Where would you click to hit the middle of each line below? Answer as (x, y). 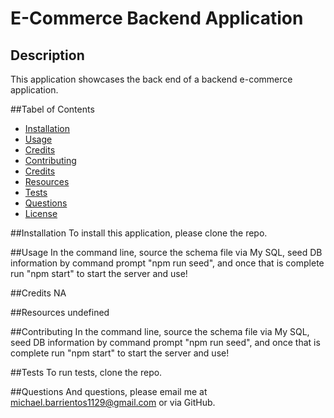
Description (47, 55)
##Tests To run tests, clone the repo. (86, 372)
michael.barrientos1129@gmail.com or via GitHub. (113, 402)
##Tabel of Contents (52, 109)
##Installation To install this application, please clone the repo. (139, 233)
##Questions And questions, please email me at (109, 391)
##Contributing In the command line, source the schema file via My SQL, (160, 331)
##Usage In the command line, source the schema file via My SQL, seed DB (166, 252)
